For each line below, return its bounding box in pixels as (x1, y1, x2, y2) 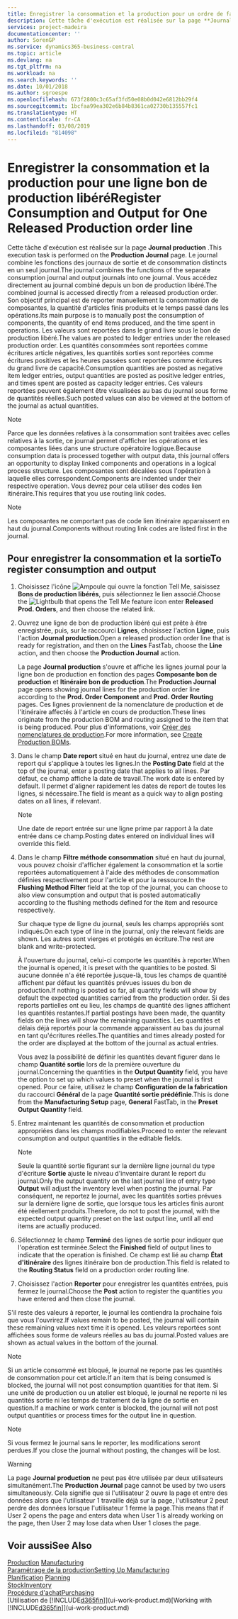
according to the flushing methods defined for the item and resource (17, 898, 218, 907)
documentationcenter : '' (7, 30, 81, 38)
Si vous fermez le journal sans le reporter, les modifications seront (7, 1439, 200, 1447)
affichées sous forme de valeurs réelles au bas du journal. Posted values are (7, 1331, 229, 1340)
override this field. (17, 840, 71, 848)
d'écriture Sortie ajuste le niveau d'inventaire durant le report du (17, 1169, 206, 1178)
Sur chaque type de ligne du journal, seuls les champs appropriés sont (17, 920, 225, 928)
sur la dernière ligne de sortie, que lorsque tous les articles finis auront (17, 1199, 225, 1208)
